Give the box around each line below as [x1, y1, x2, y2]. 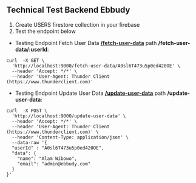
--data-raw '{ [12, 139, 47, 145]
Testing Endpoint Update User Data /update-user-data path [15, 89, 166, 97]
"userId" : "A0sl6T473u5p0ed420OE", [12, 145, 104, 151]
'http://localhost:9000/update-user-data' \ [12, 112, 126, 119]
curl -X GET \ [6, 57, 45, 63]
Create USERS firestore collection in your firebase [15, 21, 140, 28]
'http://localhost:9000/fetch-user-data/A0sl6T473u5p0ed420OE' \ [12, 63, 181, 69]
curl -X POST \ [6, 108, 47, 114]
